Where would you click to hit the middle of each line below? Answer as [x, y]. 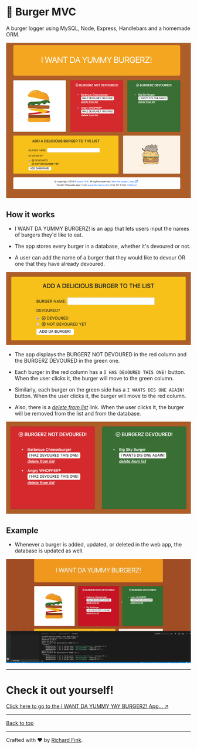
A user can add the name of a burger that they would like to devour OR [100, 258]
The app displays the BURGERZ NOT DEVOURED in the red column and [101, 354]
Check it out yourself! [60, 690]
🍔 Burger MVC [41, 12]
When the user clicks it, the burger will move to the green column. [94, 378]
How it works [30, 215]
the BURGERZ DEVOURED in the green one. [67, 360]
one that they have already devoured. [60, 264]
